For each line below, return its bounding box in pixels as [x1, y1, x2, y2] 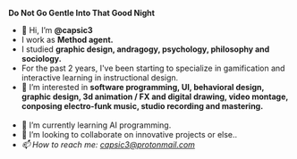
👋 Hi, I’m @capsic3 [21, 25, 93, 35]
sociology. [21, 54, 62, 63]
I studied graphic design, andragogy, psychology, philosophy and [21, 44, 270, 54]
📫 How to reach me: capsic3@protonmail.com [21, 139, 196, 150]
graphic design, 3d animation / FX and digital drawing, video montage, [21, 91, 289, 102]
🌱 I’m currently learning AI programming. [21, 120, 172, 130]
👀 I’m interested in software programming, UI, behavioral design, [21, 82, 265, 92]
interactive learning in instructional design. [21, 72, 179, 83]
